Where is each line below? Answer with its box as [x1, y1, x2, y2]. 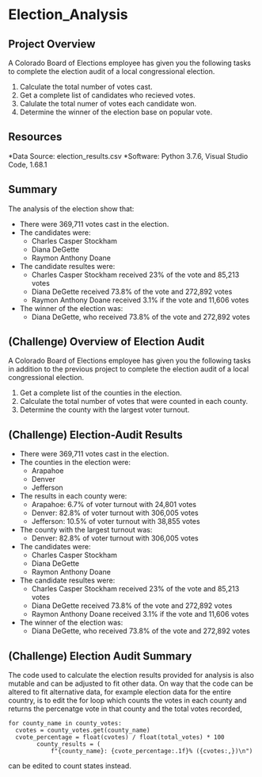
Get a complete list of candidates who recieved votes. [19, 90, 196, 100]
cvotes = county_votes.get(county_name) [15, 726, 150, 735]
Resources [8, 130, 63, 144]
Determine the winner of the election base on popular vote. [19, 107, 213, 117]
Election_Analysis [8, 6, 128, 24]
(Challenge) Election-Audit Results [8, 428, 184, 441]
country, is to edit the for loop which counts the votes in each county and [8, 696, 247, 706]
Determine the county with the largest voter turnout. [19, 405, 190, 414]
